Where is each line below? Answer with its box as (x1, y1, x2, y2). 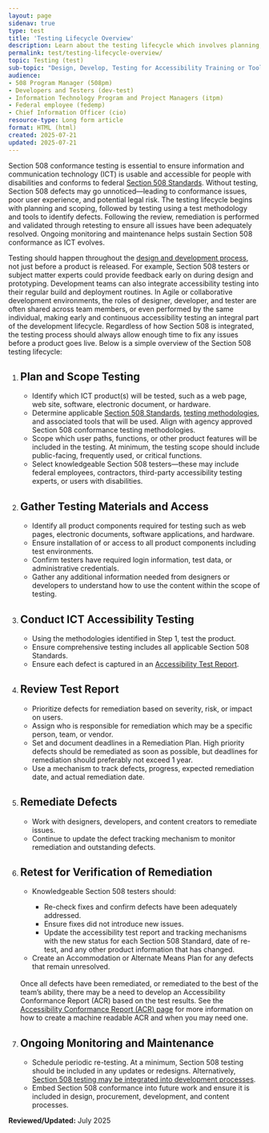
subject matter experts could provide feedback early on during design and (8, 270, 254, 279)
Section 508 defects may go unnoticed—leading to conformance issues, (8, 186, 247, 196)
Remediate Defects (19, 795, 118, 809)
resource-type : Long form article (8, 116, 124, 124)
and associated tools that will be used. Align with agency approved (31, 416, 253, 426)
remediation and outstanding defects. (31, 842, 156, 851)
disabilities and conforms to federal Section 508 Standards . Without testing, (8, 177, 259, 187)
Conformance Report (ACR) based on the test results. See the (19, 996, 224, 1005)
